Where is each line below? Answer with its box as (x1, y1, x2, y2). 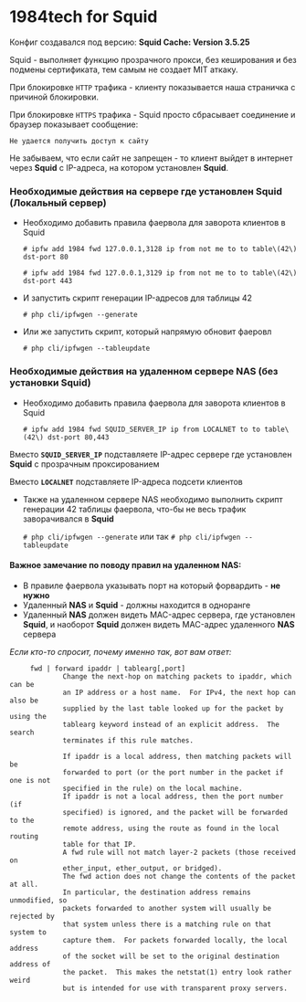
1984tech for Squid (9, 6, 158, 27)
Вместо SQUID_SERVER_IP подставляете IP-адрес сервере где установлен (9, 448, 292, 459)
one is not (9, 775, 51, 785)
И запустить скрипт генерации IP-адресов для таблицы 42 (22, 292, 253, 303)
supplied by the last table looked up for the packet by (62, 703, 284, 713)
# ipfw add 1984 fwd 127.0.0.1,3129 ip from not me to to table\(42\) (22, 269, 298, 278)
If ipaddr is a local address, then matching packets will (62, 752, 292, 761)
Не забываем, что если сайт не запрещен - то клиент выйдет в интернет (9, 153, 293, 163)
